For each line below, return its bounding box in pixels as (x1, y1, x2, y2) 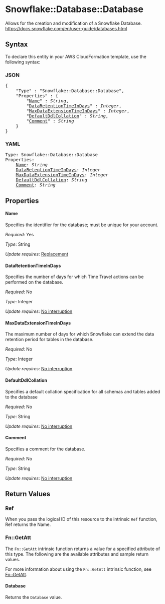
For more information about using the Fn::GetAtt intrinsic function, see (5, 566, 152, 572)
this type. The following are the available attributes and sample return (5, 551, 149, 557)
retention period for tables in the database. (5, 337, 94, 343)
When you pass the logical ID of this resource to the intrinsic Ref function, (5, 516, 157, 522)
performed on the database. (5, 279, 64, 285)
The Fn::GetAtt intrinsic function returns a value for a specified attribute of (5, 546, 160, 552)
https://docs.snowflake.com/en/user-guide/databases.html (5, 25, 127, 31)
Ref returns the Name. (5, 521, 51, 527)
